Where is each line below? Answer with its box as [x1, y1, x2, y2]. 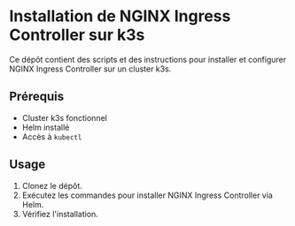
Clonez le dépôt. [21, 180, 82, 191]
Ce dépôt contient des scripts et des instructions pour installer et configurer [9, 54, 287, 64]
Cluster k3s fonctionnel [21, 112, 108, 123]
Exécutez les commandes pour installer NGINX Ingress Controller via [21, 190, 273, 200]
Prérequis [9, 89, 65, 104]
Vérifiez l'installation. [21, 208, 99, 219]
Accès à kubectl [21, 131, 82, 142]
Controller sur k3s [9, 25, 145, 45]
